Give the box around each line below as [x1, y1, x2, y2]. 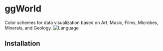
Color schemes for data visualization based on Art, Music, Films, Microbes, [4, 19, 159, 25]
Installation [4, 39, 40, 48]
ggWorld [4, 3, 42, 14]
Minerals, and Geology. [4, 24, 52, 30]
